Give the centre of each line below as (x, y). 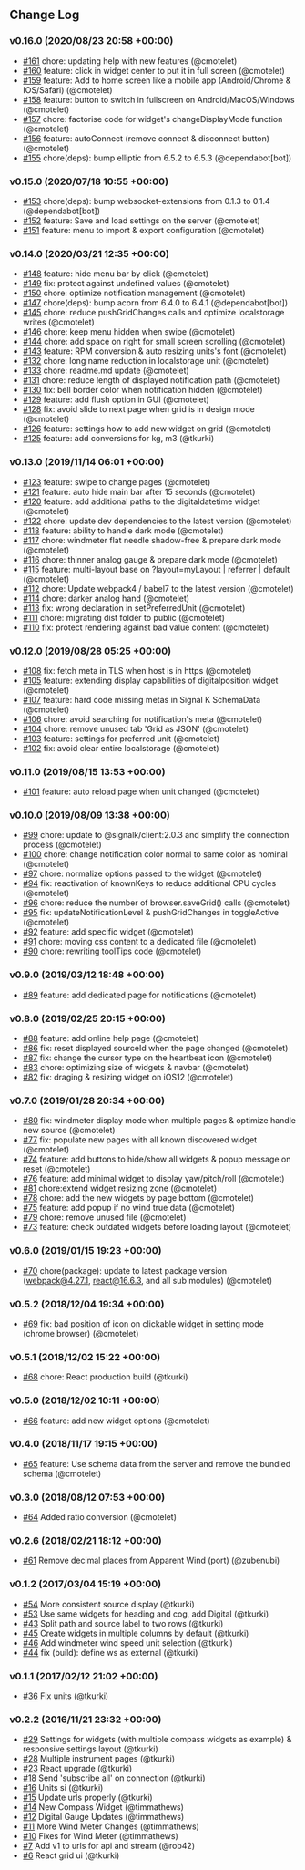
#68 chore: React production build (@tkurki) (105, 1377)
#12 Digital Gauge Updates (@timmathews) (103, 1817)
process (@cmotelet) (62, 845)
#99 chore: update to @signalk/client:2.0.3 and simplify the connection (156, 835)
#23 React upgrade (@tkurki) (77, 1769)
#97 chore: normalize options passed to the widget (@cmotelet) (142, 873)
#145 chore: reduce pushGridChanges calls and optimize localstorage (153, 313)
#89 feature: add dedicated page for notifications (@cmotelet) (139, 995)
